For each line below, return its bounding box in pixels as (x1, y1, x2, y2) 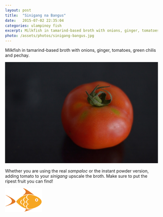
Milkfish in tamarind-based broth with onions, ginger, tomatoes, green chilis (5, 47, 156, 53)
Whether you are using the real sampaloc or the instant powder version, (5, 168, 149, 174)
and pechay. (5, 52, 30, 58)
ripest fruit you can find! (5, 178, 53, 184)
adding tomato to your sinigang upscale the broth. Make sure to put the (5, 173, 148, 179)
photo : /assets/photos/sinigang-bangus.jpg (5, 33, 95, 38)
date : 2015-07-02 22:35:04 (5, 18, 64, 23)
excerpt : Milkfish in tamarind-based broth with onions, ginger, (5, 28, 140, 33)
